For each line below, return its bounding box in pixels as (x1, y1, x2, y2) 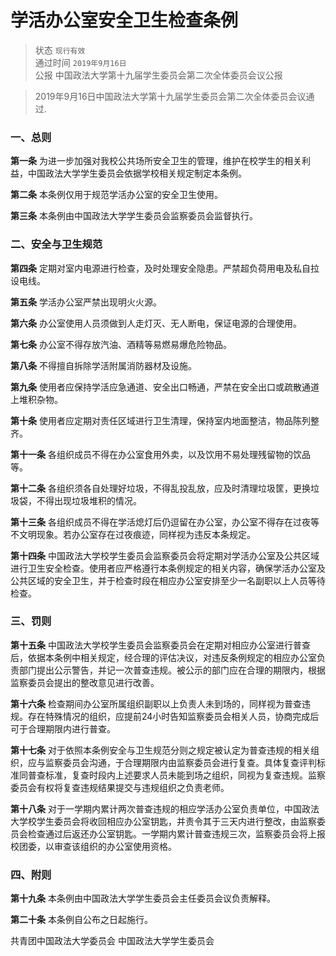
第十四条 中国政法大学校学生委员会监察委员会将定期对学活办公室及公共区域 (10, 549, 320, 561)
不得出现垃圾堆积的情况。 (36, 494, 142, 506)
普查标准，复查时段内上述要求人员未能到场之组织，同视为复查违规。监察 (27, 769, 326, 781)
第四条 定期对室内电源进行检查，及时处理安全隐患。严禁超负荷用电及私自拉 (10, 262, 320, 274)
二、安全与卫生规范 (10, 237, 103, 251)
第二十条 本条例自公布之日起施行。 (10, 914, 153, 926)
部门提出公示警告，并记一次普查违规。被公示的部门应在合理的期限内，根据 (18, 664, 326, 676)
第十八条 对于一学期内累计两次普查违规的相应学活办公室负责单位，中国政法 (10, 802, 320, 815)
